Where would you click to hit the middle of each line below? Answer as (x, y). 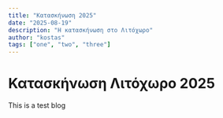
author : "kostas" (37, 37)
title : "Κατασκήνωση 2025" (52, 15)
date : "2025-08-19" (40, 23)
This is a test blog (37, 105)
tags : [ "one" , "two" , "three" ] (59, 45)
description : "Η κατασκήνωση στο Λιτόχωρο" (81, 30)
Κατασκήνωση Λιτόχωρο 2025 (111, 84)
